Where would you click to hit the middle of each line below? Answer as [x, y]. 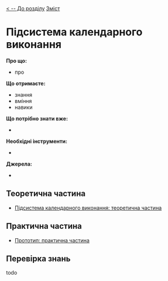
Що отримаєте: [26, 83]
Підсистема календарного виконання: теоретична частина [88, 208]
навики [23, 107]
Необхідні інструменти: [37, 141]
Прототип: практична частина [52, 240]
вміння [23, 101]
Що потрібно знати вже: [37, 118]
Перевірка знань [38, 258]
